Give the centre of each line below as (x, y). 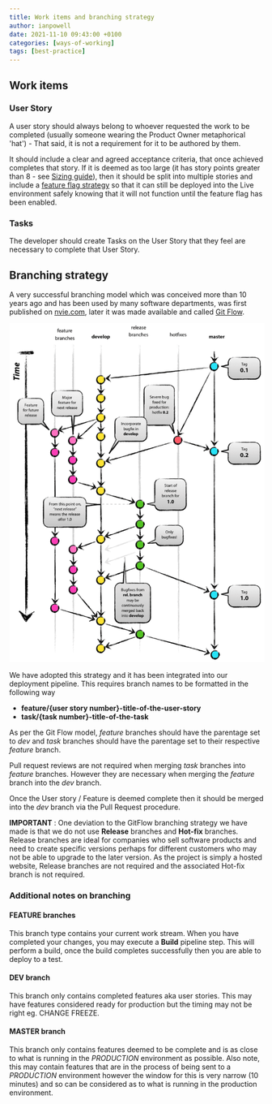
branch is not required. (47, 875)
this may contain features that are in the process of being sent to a (120, 1067)
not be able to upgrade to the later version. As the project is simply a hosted (136, 857)
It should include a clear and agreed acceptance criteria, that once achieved (136, 159)
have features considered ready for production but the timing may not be (131, 1004)
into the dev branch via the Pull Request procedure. (95, 807)
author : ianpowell (40, 26)
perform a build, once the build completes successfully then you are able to (135, 951)
